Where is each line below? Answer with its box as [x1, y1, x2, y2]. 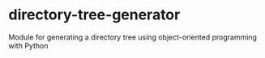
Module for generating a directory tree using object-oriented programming [8, 32, 258, 42]
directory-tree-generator [8, 6, 181, 24]
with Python [8, 40, 49, 50]
